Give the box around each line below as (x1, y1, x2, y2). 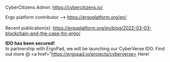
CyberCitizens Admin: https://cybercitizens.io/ (5, 5, 103, 10)
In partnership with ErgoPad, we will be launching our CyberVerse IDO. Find (5, 46, 165, 51)
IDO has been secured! (5, 40, 55, 46)
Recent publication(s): (5, 25, 52, 31)
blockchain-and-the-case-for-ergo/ (5, 30, 81, 36)
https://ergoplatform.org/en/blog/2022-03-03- (53, 25, 152, 31)
